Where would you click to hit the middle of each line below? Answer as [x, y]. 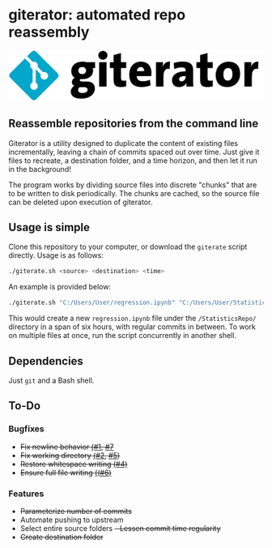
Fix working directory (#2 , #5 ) [70, 455]
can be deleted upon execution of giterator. [81, 202]
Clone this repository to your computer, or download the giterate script [128, 247]
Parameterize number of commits [76, 512]
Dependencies [46, 361]
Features [26, 494]
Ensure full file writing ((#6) [66, 473]
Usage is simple [49, 227]
